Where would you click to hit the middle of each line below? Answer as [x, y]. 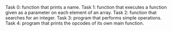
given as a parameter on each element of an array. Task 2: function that [81, 12]
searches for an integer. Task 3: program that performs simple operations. [83, 18]
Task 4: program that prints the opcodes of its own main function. [75, 23]
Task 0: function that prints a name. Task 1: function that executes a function [86, 7]
